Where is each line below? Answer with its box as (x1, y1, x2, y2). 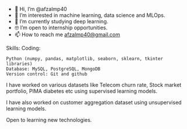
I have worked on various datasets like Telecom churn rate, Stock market (6, 82, 182, 88)
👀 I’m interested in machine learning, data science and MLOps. (14, 12, 165, 19)
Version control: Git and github (6, 71, 88, 77)
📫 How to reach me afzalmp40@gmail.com (14, 31, 120, 38)
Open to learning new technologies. (6, 117, 92, 123)
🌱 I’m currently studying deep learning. (14, 18, 109, 25)
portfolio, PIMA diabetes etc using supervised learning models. (6, 88, 158, 95)
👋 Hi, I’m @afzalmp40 (14, 6, 67, 12)
